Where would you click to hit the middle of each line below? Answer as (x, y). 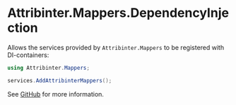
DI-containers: (28, 55)
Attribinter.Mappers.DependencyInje (118, 13)
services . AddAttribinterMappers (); (60, 80)
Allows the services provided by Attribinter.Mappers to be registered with (116, 47)
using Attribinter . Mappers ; (49, 68)
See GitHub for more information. (56, 94)
